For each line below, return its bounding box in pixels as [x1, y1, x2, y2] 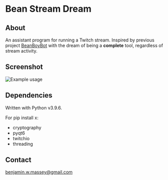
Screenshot [5, 62, 43, 72]
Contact [5, 155, 32, 164]
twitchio [12, 135, 30, 141]
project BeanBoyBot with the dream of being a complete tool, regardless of [5, 42, 163, 49]
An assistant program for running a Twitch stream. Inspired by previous [5, 37, 155, 43]
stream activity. [5, 48, 38, 54]
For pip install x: [5, 115, 39, 121]
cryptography [12, 124, 42, 130]
